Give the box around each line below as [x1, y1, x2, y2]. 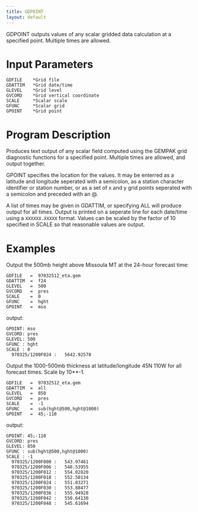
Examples [6, 241, 56, 255]
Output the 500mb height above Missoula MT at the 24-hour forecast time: [6, 262, 189, 269]
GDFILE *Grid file [6, 77, 60, 83]
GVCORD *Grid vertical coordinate [6, 93, 100, 98]
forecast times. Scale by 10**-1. [6, 368, 85, 376]
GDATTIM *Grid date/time [6, 82, 73, 88]
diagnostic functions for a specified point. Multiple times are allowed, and [6, 154, 186, 161]
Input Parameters [6, 58, 94, 71]
